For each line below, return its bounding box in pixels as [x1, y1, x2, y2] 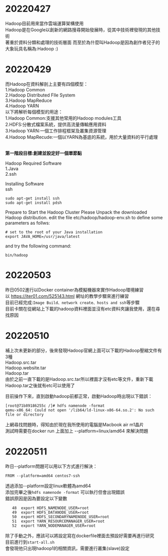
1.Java [5, 165, 19, 172]
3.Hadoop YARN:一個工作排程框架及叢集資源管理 [5, 127, 107, 134]
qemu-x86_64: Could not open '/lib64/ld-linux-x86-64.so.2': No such [5, 408, 155, 413]
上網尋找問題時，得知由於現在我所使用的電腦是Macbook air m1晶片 [5, 421, 144, 427]
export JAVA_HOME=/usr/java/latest [5, 234, 80, 239]
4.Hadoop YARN [5, 103, 39, 109]
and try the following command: [5, 243, 72, 249]
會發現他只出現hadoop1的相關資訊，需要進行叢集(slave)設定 [5, 545, 130, 551]
